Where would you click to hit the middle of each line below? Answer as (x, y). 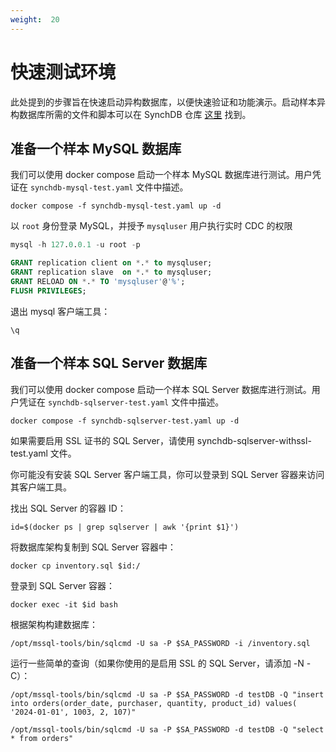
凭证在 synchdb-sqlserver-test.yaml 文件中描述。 (121, 402)
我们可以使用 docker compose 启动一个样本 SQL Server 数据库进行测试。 (161, 389)
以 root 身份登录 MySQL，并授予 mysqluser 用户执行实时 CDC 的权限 (151, 226)
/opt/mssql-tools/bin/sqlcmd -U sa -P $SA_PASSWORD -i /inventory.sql (160, 643)
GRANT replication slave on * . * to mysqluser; (111, 272)
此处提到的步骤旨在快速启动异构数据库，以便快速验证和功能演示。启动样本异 (168, 102)
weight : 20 (35, 19)
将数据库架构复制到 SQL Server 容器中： (93, 547)
